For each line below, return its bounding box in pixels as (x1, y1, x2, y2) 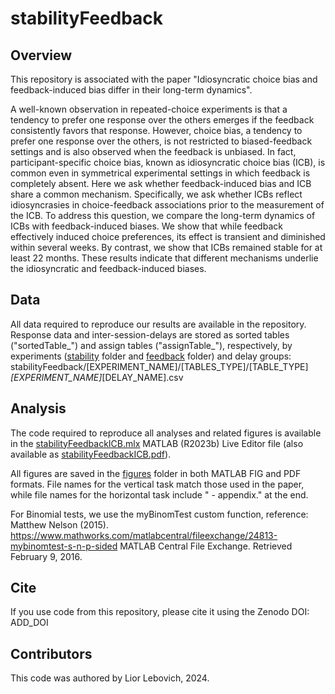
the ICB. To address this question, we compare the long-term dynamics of (10, 210, 316, 221)
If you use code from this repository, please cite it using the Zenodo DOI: (10, 606, 310, 618)
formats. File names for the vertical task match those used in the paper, (10, 478, 305, 490)
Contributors (10, 645, 93, 662)
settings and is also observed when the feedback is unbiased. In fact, (10, 146, 297, 157)
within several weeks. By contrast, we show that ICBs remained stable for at (10, 242, 323, 253)
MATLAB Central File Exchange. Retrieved (119, 540, 293, 552)
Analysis (10, 400, 67, 417)
